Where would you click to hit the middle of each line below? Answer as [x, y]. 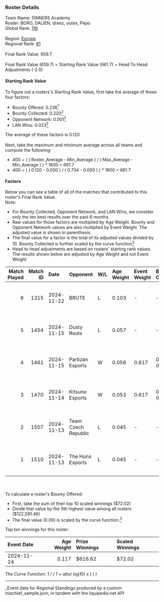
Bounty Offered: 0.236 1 [35, 107]
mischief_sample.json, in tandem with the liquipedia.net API [65, 593]
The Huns [80, 456]
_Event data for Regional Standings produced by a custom [63, 588]
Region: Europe [20, 39]
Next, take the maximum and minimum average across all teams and [74, 145]
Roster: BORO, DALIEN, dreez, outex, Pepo [48, 23]
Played [16, 277]
